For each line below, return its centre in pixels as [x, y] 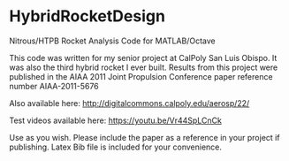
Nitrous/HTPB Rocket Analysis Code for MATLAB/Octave [112, 41]
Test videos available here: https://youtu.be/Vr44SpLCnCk [116, 120]
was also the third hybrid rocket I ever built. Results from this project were [144, 67]
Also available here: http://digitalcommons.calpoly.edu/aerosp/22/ [129, 103]
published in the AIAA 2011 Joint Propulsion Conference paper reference [141, 76]
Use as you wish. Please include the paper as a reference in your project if [144, 137]
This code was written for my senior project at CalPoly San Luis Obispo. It [143, 57]
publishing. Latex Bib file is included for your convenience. [116, 147]
